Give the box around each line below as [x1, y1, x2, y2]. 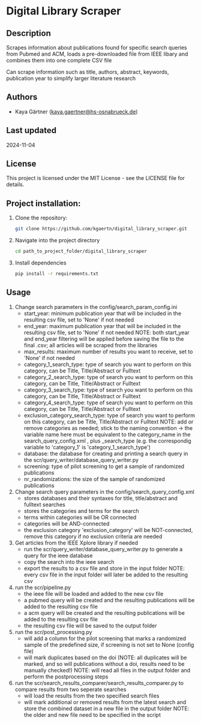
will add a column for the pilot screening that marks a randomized [23, 635, 187, 642]
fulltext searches [23, 501, 66, 508]
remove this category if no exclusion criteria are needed [23, 533, 163, 540]
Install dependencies [14, 259, 67, 266]
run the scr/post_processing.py [14, 628, 92, 635]
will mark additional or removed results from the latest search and [23, 698, 187, 705]
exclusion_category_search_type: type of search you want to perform [23, 411, 196, 419]
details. [6, 181, 25, 188]
